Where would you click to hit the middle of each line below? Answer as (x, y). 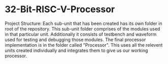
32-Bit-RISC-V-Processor (60, 9)
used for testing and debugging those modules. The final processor (75, 40)
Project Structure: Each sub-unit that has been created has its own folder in (83, 23)
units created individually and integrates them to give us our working (76, 50)
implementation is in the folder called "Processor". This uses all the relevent (84, 45)
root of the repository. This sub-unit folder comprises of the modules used (82, 28)
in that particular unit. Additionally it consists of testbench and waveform (81, 34)
